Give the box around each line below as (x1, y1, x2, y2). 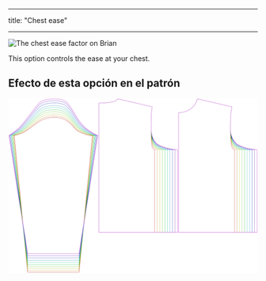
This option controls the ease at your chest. (8, 54, 150, 63)
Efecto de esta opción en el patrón (8, 77, 180, 90)
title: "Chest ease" (8, 16, 68, 25)
